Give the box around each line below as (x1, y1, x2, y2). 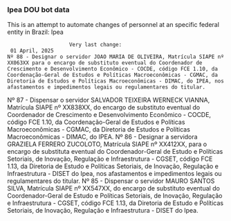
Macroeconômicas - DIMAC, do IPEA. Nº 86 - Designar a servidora (7, 133, 198, 141)
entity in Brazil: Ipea (7, 28, 64, 36)
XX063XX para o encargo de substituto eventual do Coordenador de (7, 60, 203, 67)
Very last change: (68, 42, 122, 48)
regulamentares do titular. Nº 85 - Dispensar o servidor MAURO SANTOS (7, 177, 215, 185)
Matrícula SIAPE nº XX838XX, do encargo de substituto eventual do (7, 103, 201, 112)
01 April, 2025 (10, 47, 54, 55)
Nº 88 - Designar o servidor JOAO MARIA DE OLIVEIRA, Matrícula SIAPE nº (7, 53, 225, 60)
